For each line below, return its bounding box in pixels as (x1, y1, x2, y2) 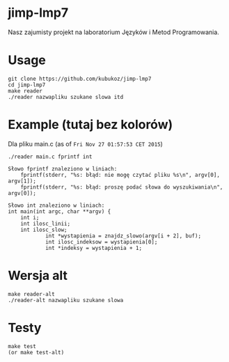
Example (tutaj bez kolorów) (8, 117, 173, 133)
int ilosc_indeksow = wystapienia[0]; (45, 238, 158, 245)
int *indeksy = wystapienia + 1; (45, 244, 142, 251)
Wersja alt (8, 268, 68, 283)
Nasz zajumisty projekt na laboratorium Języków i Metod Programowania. (8, 28, 220, 36)
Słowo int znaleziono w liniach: (8, 202, 105, 209)
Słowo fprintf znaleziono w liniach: (8, 165, 118, 172)
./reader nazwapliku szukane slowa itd (8, 93, 124, 100)
